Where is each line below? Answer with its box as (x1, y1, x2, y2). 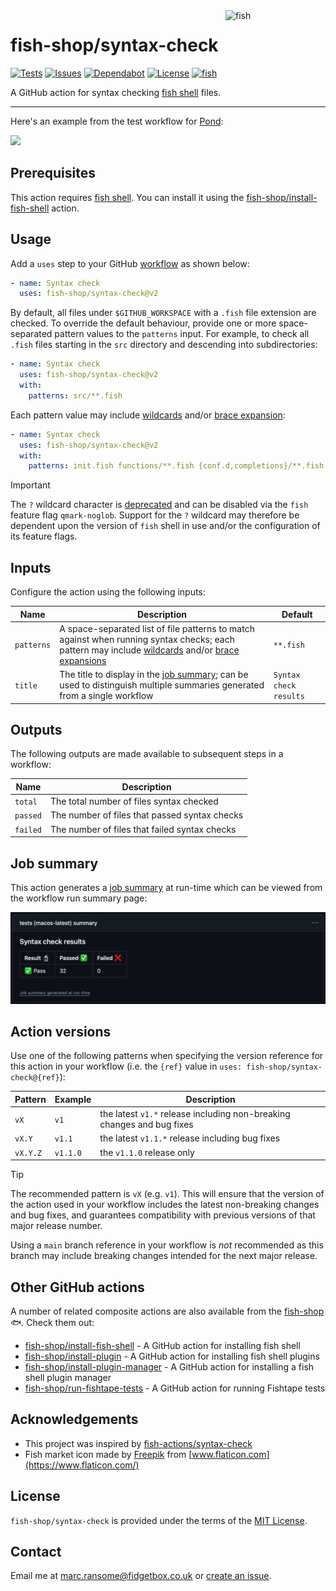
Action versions (10, 1024, 112, 1041)
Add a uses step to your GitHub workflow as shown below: (10, 257, 250, 269)
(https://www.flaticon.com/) (24, 1459, 140, 1471)
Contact (10, 1544, 62, 1561)
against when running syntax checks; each (59, 633, 235, 645)
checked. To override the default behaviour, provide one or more (10, 317, 277, 329)
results (273, 692, 305, 702)
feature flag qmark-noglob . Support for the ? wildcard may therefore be (10, 509, 300, 521)
